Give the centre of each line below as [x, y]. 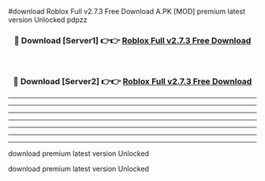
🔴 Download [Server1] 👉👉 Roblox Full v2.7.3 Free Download [132, 40]
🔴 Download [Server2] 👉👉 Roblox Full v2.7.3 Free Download [132, 82]
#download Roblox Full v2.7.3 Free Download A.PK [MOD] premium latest [127, 11]
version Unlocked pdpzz [48, 20]
